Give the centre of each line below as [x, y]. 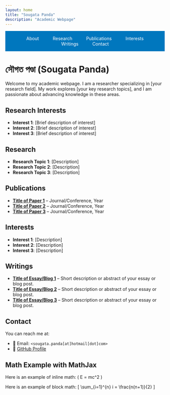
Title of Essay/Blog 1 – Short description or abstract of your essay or [84, 278]
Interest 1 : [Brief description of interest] [54, 123]
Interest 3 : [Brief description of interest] [54, 134]
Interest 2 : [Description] [38, 245]
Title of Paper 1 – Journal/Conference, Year [58, 201]
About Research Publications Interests [85, 39]
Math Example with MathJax [51, 365]
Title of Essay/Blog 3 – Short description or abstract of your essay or [84, 300]
